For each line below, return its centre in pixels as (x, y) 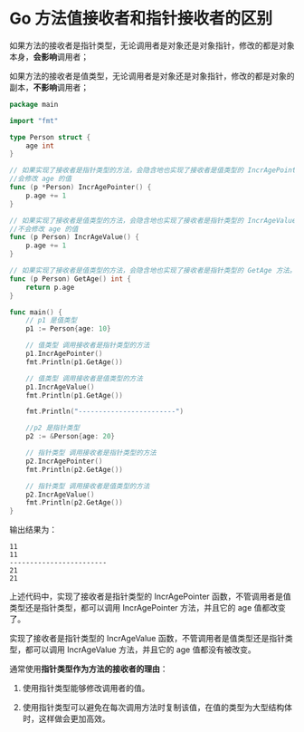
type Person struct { (50, 137)
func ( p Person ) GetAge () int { (70, 279)
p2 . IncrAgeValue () (60, 495)
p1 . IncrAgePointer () (64, 354)
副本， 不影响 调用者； (49, 87)
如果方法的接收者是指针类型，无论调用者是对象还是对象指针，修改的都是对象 (152, 45)
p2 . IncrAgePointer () (64, 461)
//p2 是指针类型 (52, 428)
